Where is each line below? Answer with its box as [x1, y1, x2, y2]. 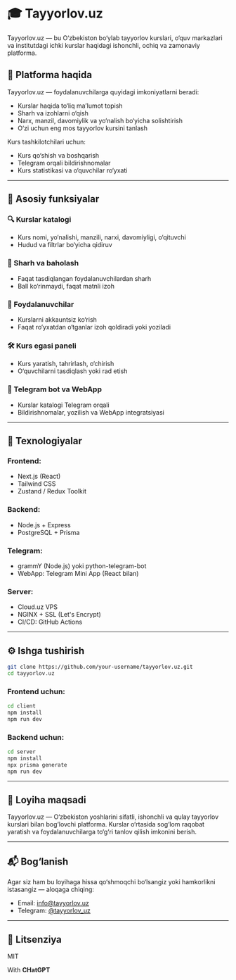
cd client [7, 703, 37, 710]
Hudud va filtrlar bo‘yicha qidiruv [17, 241, 112, 249]
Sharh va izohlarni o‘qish [17, 108, 89, 117]
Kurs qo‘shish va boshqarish [17, 151, 100, 159]
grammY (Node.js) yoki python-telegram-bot [17, 561, 147, 570]
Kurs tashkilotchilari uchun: [7, 137, 86, 146]
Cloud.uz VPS [17, 603, 58, 611]
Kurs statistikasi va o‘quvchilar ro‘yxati [17, 166, 128, 175]
